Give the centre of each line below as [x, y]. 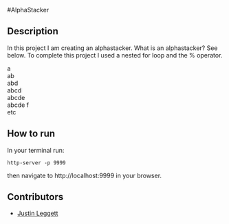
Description [33, 31]
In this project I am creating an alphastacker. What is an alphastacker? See [112, 48]
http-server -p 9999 [37, 163]
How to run [31, 134]
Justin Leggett [37, 213]
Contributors [35, 197]
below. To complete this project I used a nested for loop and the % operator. [115, 55]
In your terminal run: [36, 150]
